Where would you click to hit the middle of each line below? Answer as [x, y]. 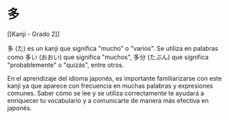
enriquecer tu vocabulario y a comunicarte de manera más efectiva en [108, 100]
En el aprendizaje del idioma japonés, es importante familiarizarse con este [114, 78]
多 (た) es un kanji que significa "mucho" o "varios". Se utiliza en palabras [113, 48]
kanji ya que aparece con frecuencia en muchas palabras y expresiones [110, 86]
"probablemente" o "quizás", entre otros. [65, 65]
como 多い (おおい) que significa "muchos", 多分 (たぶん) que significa [108, 57]
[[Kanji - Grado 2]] [34, 34]
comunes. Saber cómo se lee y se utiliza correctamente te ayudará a [106, 93]
